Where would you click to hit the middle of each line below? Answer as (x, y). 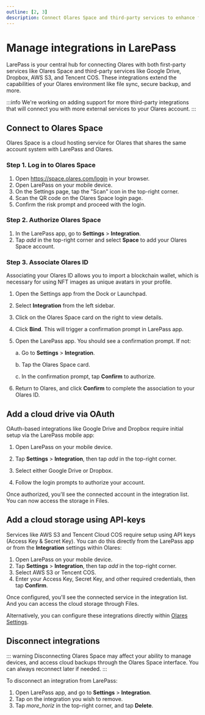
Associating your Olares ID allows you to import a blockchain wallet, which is (103, 276)
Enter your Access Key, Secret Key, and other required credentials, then (105, 579)
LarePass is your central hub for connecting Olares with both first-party (96, 65)
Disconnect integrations (53, 641)
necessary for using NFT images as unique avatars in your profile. (89, 282)
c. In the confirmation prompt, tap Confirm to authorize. (85, 376)
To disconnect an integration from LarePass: (62, 680)
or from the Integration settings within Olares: (64, 547)
